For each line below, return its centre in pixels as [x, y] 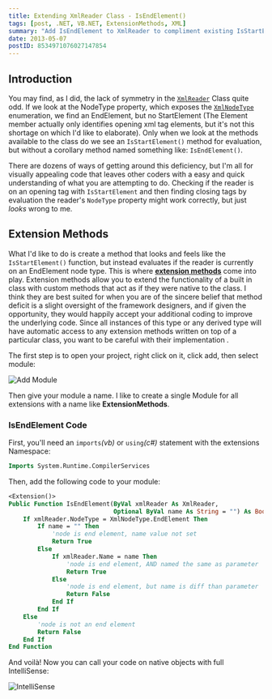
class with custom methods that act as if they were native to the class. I [127, 288]
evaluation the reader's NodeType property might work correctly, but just [127, 200]
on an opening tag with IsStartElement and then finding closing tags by [127, 191]
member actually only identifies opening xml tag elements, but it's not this [132, 124]
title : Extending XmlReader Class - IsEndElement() [97, 16]
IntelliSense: [29, 671]
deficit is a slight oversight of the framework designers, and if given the [127, 305]
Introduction [40, 79]
